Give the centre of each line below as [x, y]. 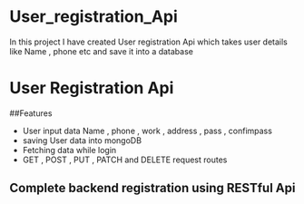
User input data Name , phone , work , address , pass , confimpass [147, 131]
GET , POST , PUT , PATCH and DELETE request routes [125, 160]
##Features [31, 113]
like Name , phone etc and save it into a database [101, 51]
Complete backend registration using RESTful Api [152, 188]
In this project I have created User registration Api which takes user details [149, 42]
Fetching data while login [69, 150]
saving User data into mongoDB [82, 140]
